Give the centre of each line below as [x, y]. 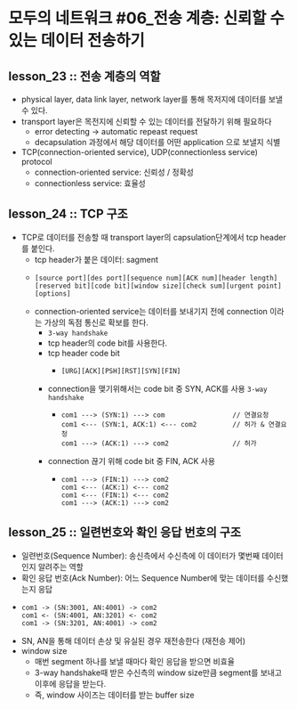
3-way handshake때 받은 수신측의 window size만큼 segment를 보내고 [158, 672]
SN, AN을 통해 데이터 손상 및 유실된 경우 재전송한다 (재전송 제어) [133, 640]
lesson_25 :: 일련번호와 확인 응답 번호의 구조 [125, 532]
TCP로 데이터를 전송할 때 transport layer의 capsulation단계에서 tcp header [153, 237]
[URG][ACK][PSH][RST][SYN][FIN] [121, 371]
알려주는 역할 [60, 566]
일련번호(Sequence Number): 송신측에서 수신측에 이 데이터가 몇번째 [140, 555]
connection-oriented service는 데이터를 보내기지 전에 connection [151, 311]
